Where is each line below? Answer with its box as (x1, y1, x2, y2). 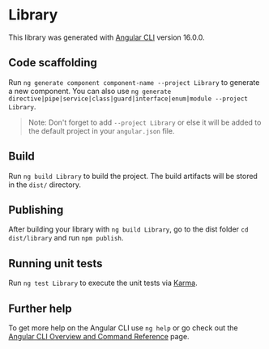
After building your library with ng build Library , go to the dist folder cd (8, 224, 249, 234)
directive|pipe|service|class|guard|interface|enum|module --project (8, 95, 249, 103)
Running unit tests (8, 257, 103, 270)
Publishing (8, 202, 64, 216)
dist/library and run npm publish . (8, 233, 124, 243)
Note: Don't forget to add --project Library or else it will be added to (28, 117, 262, 127)
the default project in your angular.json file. (28, 126, 175, 135)
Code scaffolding (8, 56, 97, 70)
